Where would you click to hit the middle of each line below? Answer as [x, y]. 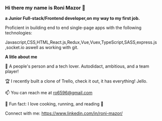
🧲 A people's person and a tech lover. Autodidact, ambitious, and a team [77, 66]
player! [12, 71]
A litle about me [21, 57]
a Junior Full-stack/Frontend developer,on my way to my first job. [73, 18]
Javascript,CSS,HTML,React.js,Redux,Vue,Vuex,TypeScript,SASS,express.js [81, 42]
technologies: [19, 33]
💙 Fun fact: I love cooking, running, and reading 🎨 [54, 104]
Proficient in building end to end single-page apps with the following [73, 28]
